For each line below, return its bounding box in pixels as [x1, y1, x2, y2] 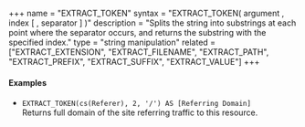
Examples [8, 77, 47, 88]
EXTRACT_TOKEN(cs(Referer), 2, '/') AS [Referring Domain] [21, 100, 252, 109]
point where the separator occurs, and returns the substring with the [8, 27, 267, 37]
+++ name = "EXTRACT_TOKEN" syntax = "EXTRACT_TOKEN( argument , [8, 8, 285, 18]
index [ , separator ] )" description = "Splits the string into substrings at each [8, 17, 297, 28]
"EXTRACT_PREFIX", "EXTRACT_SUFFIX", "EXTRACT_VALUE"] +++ [8, 57, 260, 67]
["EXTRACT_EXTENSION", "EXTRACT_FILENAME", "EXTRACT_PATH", [8, 47, 269, 58]
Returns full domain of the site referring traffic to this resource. [21, 107, 258, 118]
